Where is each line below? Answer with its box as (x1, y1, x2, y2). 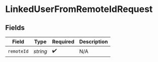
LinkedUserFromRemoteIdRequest (5, 3, 153, 15)
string (33, 47, 47, 54)
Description (79, 38, 108, 45)
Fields (5, 23, 25, 32)
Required (52, 38, 75, 45)
